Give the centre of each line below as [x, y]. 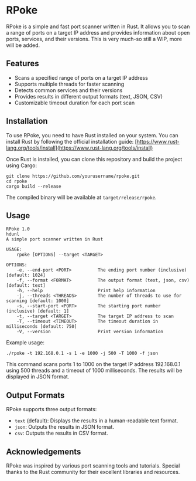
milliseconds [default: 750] [42, 327]
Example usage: [25, 343]
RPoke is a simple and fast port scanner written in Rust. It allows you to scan [98, 26]
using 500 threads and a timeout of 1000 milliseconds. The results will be [94, 371]
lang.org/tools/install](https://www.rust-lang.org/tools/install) [80, 148]
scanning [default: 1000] [37, 301]
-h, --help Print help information [86, 291]
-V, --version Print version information [90, 332]
